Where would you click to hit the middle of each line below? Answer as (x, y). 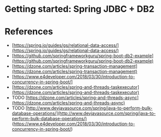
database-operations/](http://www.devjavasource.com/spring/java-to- (84, 113)
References (29, 32)
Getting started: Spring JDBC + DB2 (80, 9)
